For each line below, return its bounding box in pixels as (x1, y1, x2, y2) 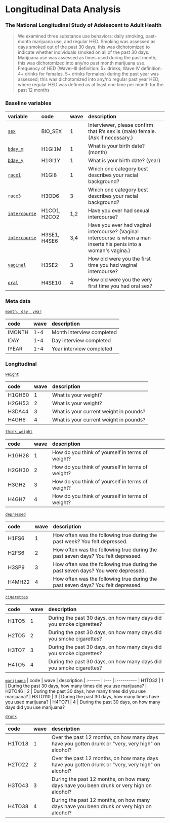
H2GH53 (8, 400, 29, 407)
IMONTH (8, 329, 29, 336)
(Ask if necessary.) (88, 134, 133, 141)
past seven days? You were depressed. (53, 567, 146, 574)
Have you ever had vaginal (88, 222, 151, 229)
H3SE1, (41, 231, 60, 238)
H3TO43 (8, 782, 29, 789)
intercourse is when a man (88, 234, 151, 241)
